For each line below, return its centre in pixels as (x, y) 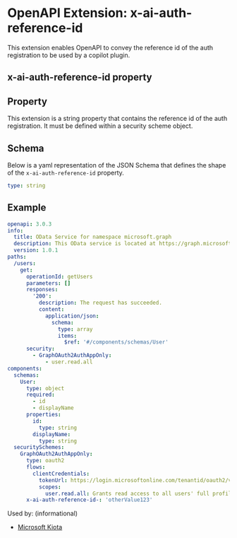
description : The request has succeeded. (100, 303)
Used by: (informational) (43, 513)
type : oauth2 (45, 461)
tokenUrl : (53, 480)
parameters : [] (48, 283)
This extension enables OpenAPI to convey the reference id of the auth (110, 47)
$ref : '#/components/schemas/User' (116, 342)
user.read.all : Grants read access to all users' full (127, 493)
